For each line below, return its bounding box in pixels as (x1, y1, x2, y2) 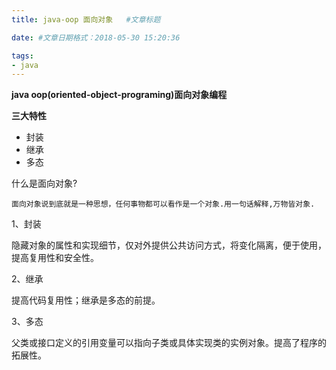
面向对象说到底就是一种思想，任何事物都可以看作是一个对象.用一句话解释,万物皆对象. (11, 199, 316, 210)
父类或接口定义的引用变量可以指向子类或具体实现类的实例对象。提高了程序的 (11, 337, 327, 349)
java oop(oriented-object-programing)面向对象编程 (11, 89, 228, 101)
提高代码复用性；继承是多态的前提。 (11, 294, 161, 306)
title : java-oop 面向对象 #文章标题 (11, 14, 161, 25)
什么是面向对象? (11, 177, 78, 190)
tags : (11, 51, 34, 61)
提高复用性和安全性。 (11, 252, 99, 264)
